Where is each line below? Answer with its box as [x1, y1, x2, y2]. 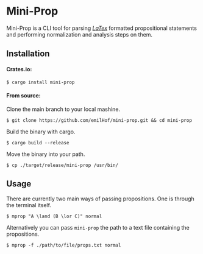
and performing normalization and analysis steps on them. [6, 30, 153, 38]
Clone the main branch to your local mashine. [6, 105, 121, 113]
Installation [6, 49, 50, 59]
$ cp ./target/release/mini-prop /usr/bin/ [6, 162, 119, 168]
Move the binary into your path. [6, 150, 85, 158]
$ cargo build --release [6, 139, 69, 146]
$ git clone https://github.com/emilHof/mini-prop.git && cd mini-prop [6, 117, 192, 123]
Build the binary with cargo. [6, 128, 76, 135]
